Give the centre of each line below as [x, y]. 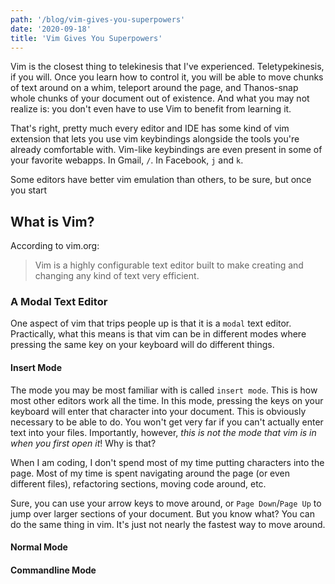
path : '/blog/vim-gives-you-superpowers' [98, 19]
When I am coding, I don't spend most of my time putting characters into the [167, 462]
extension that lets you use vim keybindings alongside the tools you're [155, 139]
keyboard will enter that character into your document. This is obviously [158, 411]
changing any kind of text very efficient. [117, 276]
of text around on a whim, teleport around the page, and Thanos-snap [154, 88]
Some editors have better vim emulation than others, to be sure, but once [161, 180]
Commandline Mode [53, 570]
